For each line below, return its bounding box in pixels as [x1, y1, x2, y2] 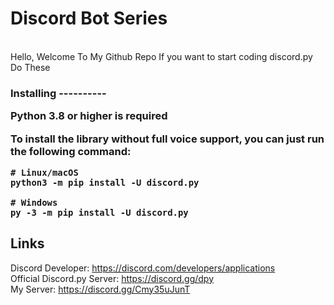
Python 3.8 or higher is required [10, 109, 168, 123]
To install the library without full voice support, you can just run [10, 132, 325, 146]
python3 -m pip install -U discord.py [10, 177, 200, 188]
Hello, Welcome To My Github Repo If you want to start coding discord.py [10, 50, 313, 62]
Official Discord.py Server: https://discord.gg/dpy [10, 272, 215, 284]
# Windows [10, 197, 58, 208]
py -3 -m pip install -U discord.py [10, 207, 189, 218]
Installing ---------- [10, 86, 107, 100]
